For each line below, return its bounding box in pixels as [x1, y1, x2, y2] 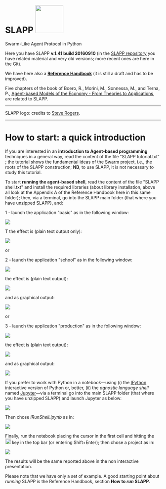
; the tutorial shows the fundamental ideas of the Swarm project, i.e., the [5, 159, 152, 165]
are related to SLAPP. [5, 95, 48, 101]
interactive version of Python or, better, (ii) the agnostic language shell [5, 385, 149, 391]
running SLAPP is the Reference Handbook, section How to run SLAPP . [5, 478, 151, 484]
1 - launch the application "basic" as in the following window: [5, 209, 129, 215]
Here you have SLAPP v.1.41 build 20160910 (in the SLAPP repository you [5, 50, 156, 56]
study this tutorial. [5, 169, 42, 175]
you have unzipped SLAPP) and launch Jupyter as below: [5, 395, 122, 401]
